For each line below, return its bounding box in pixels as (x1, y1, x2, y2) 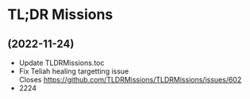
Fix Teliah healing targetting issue (18, 67, 129, 76)
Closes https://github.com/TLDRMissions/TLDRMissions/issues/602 (18, 75, 242, 84)
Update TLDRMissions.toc (18, 58, 105, 67)
